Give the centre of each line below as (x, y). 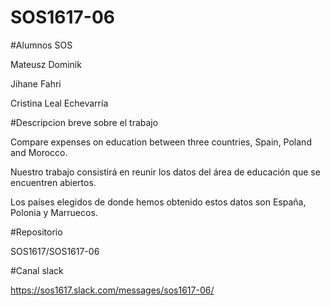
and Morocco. (39, 152)
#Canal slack (37, 270)
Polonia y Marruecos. (54, 212)
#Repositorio (36, 232)
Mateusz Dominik (46, 64)
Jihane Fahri (36, 83)
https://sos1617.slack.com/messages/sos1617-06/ (112, 290)
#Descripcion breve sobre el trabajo (84, 122)
